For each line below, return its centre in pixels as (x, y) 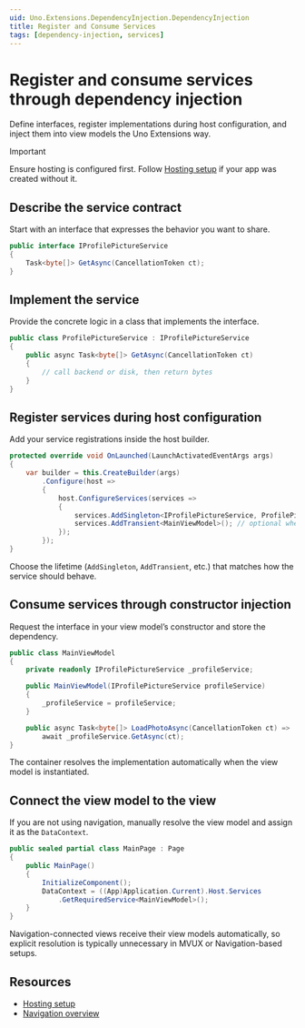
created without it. (44, 179)
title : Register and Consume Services (83, 26)
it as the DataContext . (49, 832)
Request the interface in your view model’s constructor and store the (138, 626)
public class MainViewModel (63, 653)
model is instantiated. (49, 772)
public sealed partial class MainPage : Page (97, 849)
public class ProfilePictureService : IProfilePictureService (129, 338)
